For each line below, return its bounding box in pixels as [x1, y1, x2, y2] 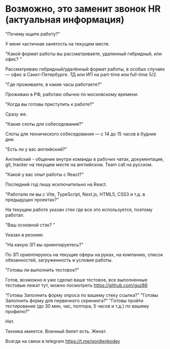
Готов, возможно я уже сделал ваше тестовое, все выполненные [5, 276, 148, 283]
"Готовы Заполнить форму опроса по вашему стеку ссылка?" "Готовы [5, 292, 158, 298]
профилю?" [5, 308, 30, 314]
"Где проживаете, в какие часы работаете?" [5, 81, 102, 87]
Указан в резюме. [5, 231, 44, 238]
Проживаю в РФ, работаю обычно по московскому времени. [5, 91, 139, 97]
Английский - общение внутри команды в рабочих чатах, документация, [5, 156, 164, 162]
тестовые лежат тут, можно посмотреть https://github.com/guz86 [5, 282, 148, 288]
